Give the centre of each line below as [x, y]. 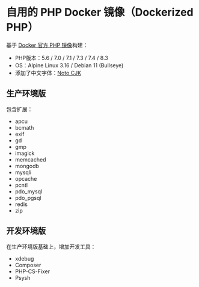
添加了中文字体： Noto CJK [48, 73]
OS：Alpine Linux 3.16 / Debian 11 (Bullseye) [69, 65]
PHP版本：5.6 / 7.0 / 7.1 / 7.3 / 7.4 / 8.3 [61, 58]
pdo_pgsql [28, 198]
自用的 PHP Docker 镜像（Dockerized [100, 12]
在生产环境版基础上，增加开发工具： [51, 246]
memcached [30, 159]
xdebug [24, 258]
